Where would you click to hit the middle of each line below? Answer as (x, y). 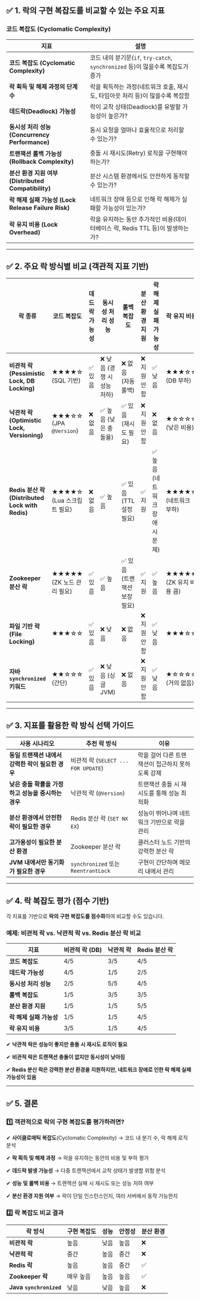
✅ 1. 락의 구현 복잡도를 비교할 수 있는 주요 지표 (85, 11)
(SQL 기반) (66, 380)
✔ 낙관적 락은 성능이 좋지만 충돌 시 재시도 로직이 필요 (67, 1044)
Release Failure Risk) (40, 207)
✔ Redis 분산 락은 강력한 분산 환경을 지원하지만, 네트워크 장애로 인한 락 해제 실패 (99, 1070)
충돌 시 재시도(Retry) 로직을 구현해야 (139, 153)
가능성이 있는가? (124, 208)
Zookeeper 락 (29, 1277)
